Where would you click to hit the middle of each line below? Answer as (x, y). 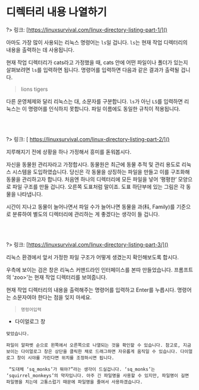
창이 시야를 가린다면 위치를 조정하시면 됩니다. (66, 358)
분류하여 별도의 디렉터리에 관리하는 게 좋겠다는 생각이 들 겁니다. (86, 214)
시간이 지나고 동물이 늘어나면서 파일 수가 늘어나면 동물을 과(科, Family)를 (91, 207)
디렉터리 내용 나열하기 (56, 12)
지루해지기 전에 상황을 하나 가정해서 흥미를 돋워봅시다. (69, 151)
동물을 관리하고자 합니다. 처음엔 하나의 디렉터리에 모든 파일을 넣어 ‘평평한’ (91, 179)
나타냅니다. (30, 194)
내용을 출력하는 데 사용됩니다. (40, 50)
